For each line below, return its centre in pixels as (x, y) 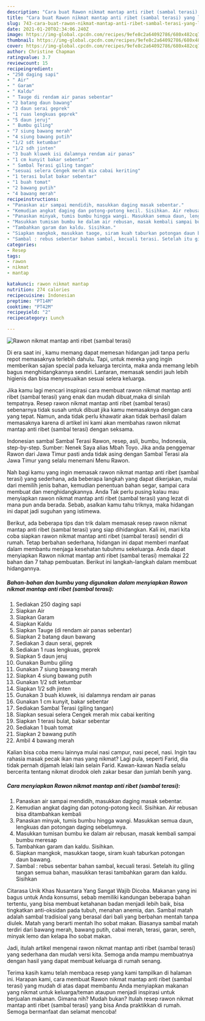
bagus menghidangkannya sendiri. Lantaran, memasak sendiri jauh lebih (98, 372)
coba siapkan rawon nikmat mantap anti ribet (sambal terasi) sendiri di (95, 536)
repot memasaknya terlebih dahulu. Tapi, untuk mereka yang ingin (90, 359)
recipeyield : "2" (29, 312)
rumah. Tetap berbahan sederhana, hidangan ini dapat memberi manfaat (98, 543)
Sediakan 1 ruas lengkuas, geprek (58, 649)
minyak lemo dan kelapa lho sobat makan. (59, 936)
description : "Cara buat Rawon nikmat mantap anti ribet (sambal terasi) (102, 12)
